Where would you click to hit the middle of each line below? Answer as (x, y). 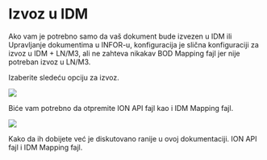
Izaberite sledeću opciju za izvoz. (64, 77)
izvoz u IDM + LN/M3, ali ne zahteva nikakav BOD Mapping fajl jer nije (124, 53)
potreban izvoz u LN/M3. (50, 62)
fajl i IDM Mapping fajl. (46, 147)
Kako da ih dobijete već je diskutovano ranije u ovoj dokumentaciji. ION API (133, 138)
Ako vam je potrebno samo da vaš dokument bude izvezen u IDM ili (120, 36)
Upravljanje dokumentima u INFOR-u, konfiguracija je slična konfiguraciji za (134, 44)
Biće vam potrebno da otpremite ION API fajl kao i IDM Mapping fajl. (121, 108)
